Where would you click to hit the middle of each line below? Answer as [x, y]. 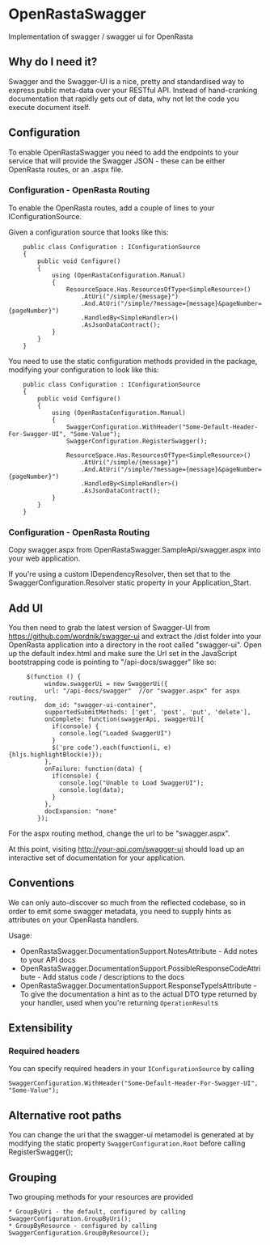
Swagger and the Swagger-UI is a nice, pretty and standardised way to [127, 81]
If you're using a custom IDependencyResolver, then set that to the [120, 574]
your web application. [44, 558]
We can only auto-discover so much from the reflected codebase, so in [127, 902]
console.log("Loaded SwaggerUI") [116, 733]
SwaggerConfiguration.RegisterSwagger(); [137, 441]
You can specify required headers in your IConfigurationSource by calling [131, 1069]
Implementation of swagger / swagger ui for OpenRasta [101, 36]
